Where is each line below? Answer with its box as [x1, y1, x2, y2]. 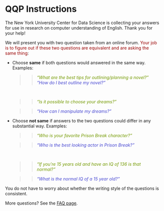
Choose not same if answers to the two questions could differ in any [12, 118, 151, 123]
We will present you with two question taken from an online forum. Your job [5, 39, 157, 45]
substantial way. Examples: [12, 123, 67, 129]
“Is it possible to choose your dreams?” [36, 98, 117, 104]
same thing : [5, 50, 29, 56]
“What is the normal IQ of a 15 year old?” [36, 176, 120, 181]
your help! [5, 30, 26, 36]
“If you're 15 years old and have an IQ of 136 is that [36, 161, 141, 167]
